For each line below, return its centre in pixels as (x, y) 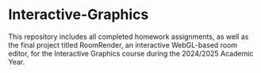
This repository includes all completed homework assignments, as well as (129, 36)
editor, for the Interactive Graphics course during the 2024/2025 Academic (131, 53)
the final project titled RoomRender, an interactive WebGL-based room (123, 44)
